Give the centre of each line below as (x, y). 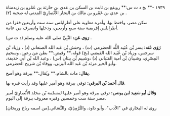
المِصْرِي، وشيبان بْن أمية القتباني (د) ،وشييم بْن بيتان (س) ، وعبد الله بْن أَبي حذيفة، (82, 58)
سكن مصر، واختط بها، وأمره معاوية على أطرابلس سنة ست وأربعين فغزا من (77, 22)
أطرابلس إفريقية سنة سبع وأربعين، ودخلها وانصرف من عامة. (62, 28)
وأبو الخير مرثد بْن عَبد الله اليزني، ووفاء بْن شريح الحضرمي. (61, 63)
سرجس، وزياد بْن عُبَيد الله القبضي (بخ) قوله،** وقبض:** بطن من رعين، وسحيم (80, 53)
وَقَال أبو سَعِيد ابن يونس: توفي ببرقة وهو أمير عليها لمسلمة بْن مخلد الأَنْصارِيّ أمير (81, 93)
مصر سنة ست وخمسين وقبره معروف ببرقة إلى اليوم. (56, 98)
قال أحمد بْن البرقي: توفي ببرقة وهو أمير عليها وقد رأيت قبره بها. (66, 83)
